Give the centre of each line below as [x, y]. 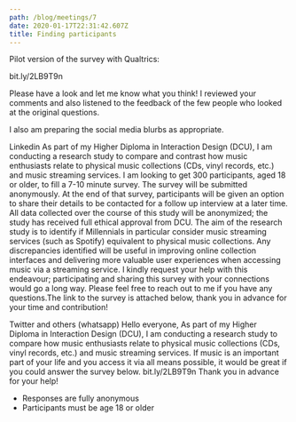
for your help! [34, 381]
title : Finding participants [63, 34]
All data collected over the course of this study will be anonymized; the [139, 213]
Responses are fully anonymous [81, 398]
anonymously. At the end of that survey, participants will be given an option [147, 194]
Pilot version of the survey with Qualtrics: [84, 60]
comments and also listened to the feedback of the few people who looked [146, 103]
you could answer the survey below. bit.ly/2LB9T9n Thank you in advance [144, 372]
